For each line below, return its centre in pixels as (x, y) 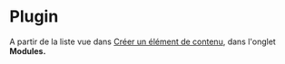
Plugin (34, 17)
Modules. (28, 50)
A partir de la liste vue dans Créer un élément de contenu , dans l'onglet (143, 41)
